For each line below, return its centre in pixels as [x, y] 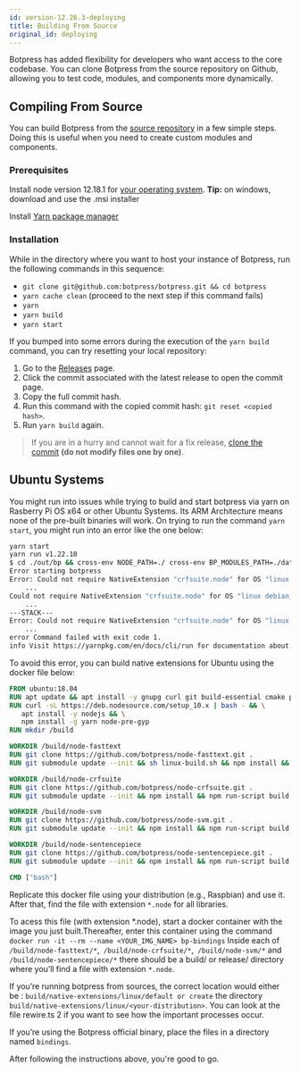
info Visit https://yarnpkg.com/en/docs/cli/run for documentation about [150, 646]
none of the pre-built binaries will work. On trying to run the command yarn [147, 520]
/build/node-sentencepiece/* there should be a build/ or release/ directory [146, 959]
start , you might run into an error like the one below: [106, 530]
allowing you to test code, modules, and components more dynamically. [142, 79]
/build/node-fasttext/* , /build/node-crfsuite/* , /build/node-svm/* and [146, 950]
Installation [34, 239]
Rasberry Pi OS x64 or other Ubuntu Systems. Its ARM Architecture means [146, 511]
